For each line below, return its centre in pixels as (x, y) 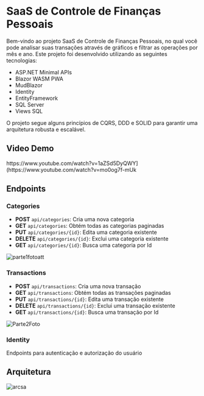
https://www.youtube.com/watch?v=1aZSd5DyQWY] (72, 163)
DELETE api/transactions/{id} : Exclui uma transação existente (95, 305)
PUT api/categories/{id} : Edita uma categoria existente (86, 232)
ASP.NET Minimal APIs (43, 72)
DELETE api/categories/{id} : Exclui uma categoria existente (92, 239)
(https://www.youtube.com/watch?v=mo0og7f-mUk (72, 169)
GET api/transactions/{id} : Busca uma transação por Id (87, 312)
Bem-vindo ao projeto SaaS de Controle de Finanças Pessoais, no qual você (102, 41)
